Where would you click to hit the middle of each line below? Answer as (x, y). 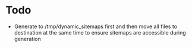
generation (27, 39)
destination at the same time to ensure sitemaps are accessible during (100, 32)
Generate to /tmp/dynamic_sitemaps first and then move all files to (96, 26)
